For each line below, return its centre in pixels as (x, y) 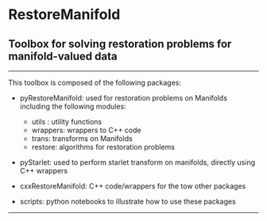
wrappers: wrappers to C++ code (86, 130)
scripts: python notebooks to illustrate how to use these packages (128, 201)
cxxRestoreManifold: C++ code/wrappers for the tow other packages (133, 186)
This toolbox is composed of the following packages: (95, 82)
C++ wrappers (44, 171)
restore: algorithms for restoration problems (103, 147)
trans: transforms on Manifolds (82, 139)
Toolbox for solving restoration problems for (120, 44)
